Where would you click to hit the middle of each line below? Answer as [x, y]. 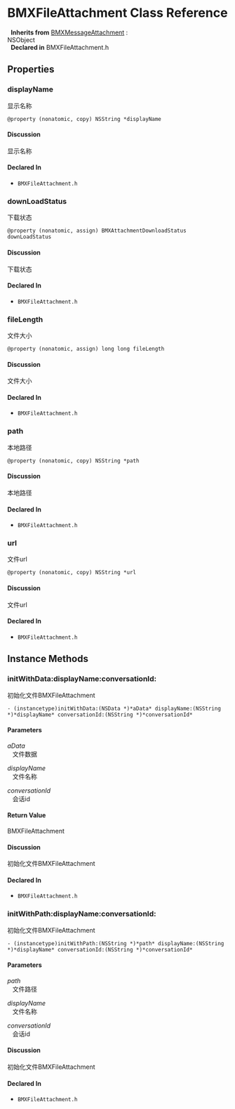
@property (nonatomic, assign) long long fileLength [86, 349]
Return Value [27, 815]
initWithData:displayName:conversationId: [82, 679]
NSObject [21, 39]
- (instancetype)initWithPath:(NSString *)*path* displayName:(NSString [116, 943]
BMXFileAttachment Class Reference [117, 13]
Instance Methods [48, 659]
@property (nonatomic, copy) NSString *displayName [84, 119]
